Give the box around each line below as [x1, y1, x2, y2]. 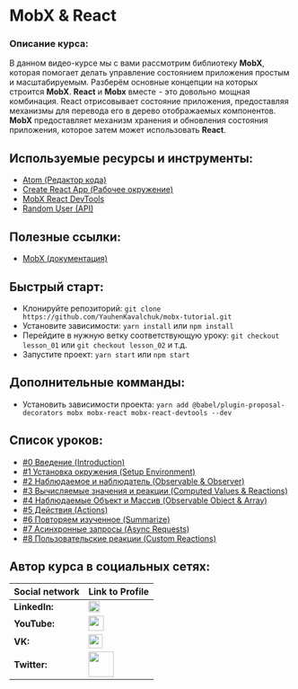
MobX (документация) [22, 253, 108, 264]
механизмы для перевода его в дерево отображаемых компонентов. [9, 105, 276, 117]
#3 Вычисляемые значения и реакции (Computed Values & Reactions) [22, 485, 289, 496]
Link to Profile [88, 586, 150, 598]
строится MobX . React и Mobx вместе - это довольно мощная [9, 86, 250, 97]
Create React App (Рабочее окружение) [22, 184, 173, 195]
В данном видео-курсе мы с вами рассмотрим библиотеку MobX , [9, 57, 265, 68]
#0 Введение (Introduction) [22, 456, 126, 467]
